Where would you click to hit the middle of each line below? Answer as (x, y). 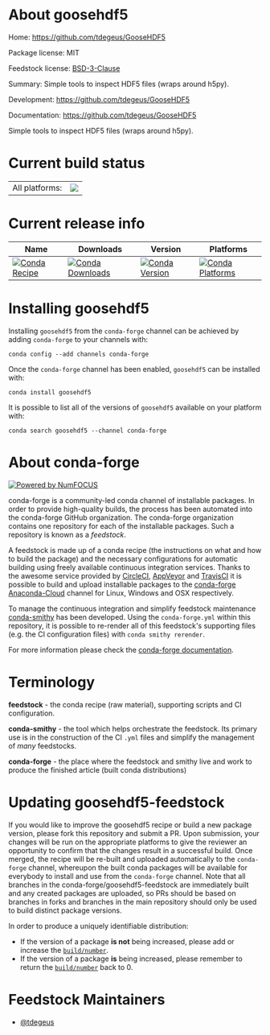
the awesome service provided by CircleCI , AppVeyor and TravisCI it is (125, 575)
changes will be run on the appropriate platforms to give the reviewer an (128, 842)
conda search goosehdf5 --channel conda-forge (88, 431)
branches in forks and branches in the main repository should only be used (133, 901)
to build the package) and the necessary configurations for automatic (123, 559)
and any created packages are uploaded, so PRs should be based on (122, 893)
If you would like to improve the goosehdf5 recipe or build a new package (130, 825)
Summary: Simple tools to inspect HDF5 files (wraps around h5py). (119, 84)
